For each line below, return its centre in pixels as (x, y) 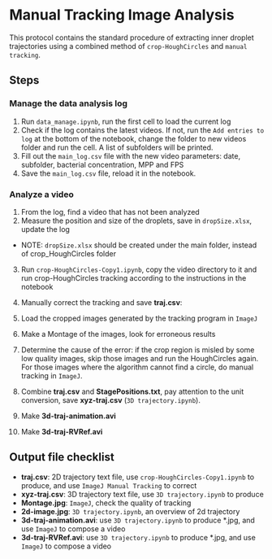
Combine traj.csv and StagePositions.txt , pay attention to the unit (132, 391)
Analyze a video (41, 194)
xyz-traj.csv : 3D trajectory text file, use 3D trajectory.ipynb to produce (142, 494)
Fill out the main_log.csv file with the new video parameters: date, (131, 155)
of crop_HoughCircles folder (69, 253)
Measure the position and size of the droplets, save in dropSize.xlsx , (136, 221)
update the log (45, 229)
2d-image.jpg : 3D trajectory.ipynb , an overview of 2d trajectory (130, 511)
